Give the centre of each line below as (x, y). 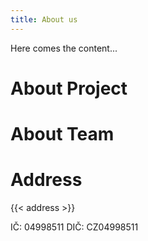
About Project (69, 88)
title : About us (44, 19)
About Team (62, 134)
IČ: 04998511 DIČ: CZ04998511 (74, 227)
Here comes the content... (64, 48)
